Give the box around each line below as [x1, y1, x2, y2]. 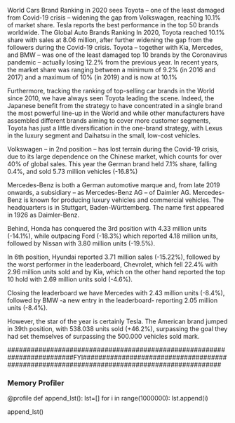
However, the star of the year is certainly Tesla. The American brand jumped [7, 317, 228, 325]
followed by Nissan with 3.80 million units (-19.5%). [7, 239, 156, 248]
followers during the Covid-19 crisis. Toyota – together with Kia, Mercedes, [7, 43, 223, 51]
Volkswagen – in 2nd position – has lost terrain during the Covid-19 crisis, [7, 145, 220, 153]
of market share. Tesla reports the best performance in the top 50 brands [7, 21, 219, 29]
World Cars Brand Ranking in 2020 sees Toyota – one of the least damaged [7, 6, 224, 14]
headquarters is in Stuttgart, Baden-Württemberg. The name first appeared [7, 203, 224, 211]
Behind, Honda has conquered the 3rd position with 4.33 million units [7, 224, 207, 232]
